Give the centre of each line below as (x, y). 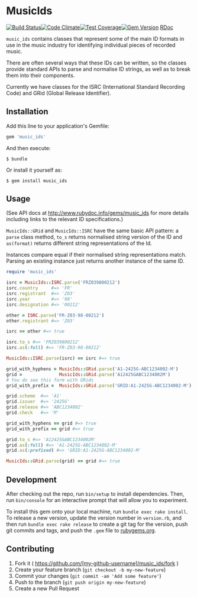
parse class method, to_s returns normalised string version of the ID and (94, 237)
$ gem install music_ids (37, 181)
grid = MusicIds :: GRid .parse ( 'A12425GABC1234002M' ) (88, 374)
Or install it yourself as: (34, 170)
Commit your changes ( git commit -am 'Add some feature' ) (88, 576)
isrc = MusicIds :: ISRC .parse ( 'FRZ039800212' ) (63, 283)
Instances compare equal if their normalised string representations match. (96, 255)
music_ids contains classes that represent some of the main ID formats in (95, 38)
